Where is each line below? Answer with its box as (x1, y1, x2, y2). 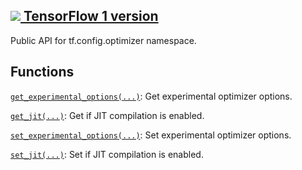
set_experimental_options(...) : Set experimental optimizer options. (10, 129, 292, 141)
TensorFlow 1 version (23, 8, 159, 25)
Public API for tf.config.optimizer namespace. (10, 34, 197, 46)
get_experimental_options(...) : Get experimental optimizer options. (10, 90, 293, 102)
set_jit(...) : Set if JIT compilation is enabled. (10, 148, 204, 160)
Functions (10, 64, 75, 81)
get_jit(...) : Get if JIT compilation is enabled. (10, 109, 205, 121)
